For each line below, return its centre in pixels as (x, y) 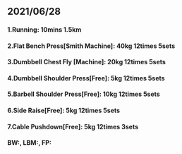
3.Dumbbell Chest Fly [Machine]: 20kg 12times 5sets (86, 62)
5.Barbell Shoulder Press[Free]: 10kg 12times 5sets (84, 94)
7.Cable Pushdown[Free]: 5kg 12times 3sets (73, 126)
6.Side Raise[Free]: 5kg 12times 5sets (64, 110)
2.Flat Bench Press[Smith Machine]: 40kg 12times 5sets (91, 46)
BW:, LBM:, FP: (29, 143)
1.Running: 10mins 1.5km (44, 29)
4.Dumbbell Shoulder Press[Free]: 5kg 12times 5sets (86, 78)
